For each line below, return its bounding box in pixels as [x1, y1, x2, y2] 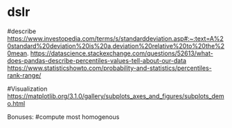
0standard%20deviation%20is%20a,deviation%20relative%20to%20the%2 [7, 42, 225, 50]
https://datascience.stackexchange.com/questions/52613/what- [30, 49, 213, 57]
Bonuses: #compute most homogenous [7, 112, 120, 121]
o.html [7, 99, 26, 107]
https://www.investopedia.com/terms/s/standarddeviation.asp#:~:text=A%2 [7, 34, 224, 42]
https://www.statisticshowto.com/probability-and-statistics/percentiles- [7, 64, 213, 72]
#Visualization [7, 84, 48, 93]
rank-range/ [7, 71, 42, 80]
